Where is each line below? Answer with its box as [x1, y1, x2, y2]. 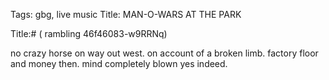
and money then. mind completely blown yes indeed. [10, 58, 228, 69]
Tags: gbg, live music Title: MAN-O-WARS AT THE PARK [10, 9, 242, 20]
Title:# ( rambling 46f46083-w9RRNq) [10, 28, 168, 39]
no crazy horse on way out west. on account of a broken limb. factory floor [10, 47, 319, 59]
